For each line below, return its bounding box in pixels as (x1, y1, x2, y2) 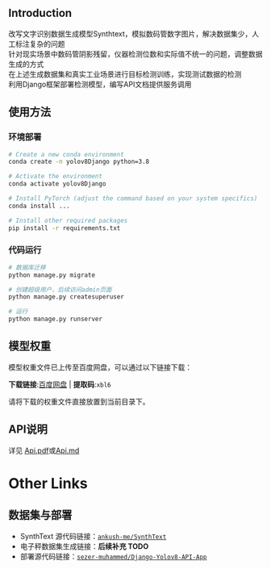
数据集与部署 (8, 508, 73, 522)
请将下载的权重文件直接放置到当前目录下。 (8, 396, 150, 406)
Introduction (8, 6, 73, 20)
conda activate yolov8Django (8, 180, 106, 188)
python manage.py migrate (8, 270, 95, 279)
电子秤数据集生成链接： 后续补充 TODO (19, 541, 149, 551)
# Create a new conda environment (8, 150, 125, 158)
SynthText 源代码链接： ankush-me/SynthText (19, 531, 167, 541)
